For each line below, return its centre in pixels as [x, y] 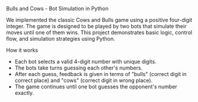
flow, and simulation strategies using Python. [61, 39]
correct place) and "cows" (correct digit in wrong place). [83, 80]
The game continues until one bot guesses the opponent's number [96, 87]
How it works [22, 50]
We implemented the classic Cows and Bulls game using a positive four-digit [99, 20]
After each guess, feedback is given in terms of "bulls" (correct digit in [101, 74]
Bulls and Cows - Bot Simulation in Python [57, 9]
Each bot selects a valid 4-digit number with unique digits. [85, 62]
